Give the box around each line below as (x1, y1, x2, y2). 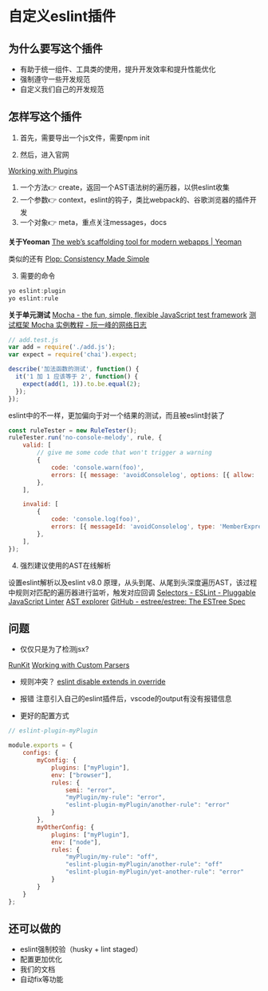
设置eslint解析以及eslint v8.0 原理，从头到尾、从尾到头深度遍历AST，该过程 (8, 577, 258, 587)
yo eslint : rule (8, 294, 59, 303)
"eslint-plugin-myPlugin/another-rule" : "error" (65, 801, 230, 809)
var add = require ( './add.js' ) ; (8, 343, 116, 351)
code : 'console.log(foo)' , (50, 516, 141, 524)
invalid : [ (22, 500, 59, 508)
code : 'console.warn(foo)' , (50, 463, 145, 471)
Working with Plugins (8, 166, 78, 175)
